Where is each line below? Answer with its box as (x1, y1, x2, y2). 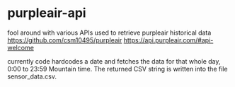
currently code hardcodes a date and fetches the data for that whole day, (7, 57, 221, 65)
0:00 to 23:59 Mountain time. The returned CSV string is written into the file (7, 64, 228, 73)
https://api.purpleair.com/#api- (123, 35, 214, 44)
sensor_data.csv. (7, 72, 57, 81)
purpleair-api (7, 5, 86, 21)
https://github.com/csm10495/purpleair (7, 35, 122, 44)
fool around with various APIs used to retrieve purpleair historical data (7, 28, 212, 37)
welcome (7, 43, 34, 52)
